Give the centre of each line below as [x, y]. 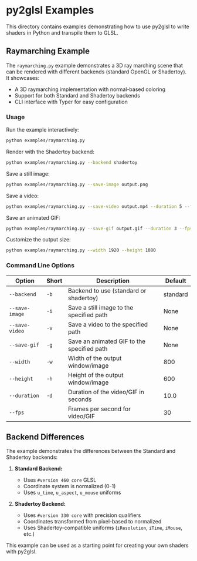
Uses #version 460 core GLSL [60, 480]
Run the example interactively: [43, 130]
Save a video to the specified [108, 324]
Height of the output [96, 375]
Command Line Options [40, 266]
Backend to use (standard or [107, 290]
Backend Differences [45, 437]
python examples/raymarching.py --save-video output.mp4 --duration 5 [94, 206]
